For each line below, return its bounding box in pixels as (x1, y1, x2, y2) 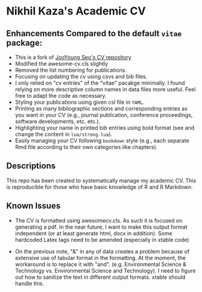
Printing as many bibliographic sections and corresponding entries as (14, 105, 188, 112)
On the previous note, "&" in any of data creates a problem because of (14, 247, 190, 255)
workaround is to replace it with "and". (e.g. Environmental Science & (14, 261, 187, 268)
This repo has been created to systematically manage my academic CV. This (6, 177, 197, 184)
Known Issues (6, 201, 61, 211)
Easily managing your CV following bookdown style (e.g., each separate (14, 137, 190, 144)
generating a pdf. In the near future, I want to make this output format (14, 223, 188, 230)
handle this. (14, 279, 44, 287)
